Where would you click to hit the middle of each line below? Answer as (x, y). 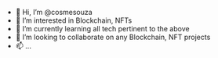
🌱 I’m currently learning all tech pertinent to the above (102, 29)
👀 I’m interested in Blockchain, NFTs (74, 20)
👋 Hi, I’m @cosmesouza (54, 12)
